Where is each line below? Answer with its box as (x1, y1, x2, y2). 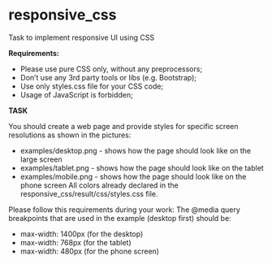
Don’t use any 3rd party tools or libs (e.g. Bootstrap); (19, 72, 197, 82)
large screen (19, 154, 63, 164)
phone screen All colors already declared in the (19, 180, 179, 190)
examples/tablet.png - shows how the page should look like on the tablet (19, 162, 264, 172)
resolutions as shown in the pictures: (8, 130, 132, 140)
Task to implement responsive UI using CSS (8, 32, 155, 42)
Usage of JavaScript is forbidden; (19, 89, 133, 99)
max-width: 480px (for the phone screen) (19, 246, 160, 256)
